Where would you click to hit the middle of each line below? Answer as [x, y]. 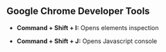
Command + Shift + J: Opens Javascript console [87, 41]
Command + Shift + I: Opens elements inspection [88, 27]
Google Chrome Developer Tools [78, 11]
